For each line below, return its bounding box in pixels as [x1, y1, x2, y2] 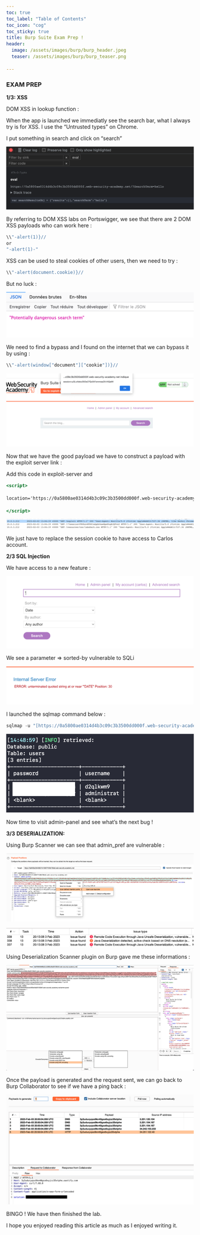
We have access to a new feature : [6, 564, 91, 571]
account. [6, 541, 28, 548]
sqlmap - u [6, 722, 31, 729]
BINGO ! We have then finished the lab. [6, 1210, 102, 1217]
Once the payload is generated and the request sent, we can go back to [6, 1077, 183, 1084]
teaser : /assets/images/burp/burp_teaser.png [11, 54, 127, 60]
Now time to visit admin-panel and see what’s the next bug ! [6, 819, 154, 826]
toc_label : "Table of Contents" [6, 15, 86, 22]
